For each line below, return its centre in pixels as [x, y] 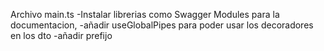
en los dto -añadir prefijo [61, 35]
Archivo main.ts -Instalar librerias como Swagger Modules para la [145, 14]
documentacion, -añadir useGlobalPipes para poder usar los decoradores [162, 25]
